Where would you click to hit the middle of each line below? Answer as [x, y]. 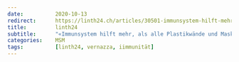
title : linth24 [43, 27]
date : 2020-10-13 [47, 14]
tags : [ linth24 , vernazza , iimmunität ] [81, 47]
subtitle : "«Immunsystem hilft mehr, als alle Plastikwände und [113, 34]
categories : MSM [36, 41]
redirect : [22, 21]
